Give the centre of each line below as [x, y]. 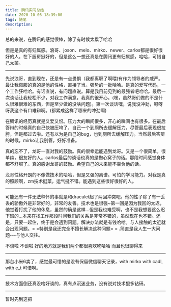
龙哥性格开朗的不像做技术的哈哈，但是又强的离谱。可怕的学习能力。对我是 [83, 175]
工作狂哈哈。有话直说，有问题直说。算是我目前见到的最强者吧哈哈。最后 [85, 91]
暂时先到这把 [19, 299]
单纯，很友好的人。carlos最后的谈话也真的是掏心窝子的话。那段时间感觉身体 [85, 158]
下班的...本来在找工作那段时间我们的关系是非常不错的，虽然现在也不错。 [81, 216]
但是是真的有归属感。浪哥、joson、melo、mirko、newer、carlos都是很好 [82, 50]
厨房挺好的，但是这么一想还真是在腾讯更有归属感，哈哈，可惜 [96, 57]
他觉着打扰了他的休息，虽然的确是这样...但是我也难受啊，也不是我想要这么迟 [85, 210]
